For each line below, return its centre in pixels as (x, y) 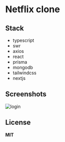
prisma (20, 62)
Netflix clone (32, 9)
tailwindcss (24, 73)
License (18, 122)
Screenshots (26, 94)
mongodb (23, 67)
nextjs (19, 78)
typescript (23, 40)
